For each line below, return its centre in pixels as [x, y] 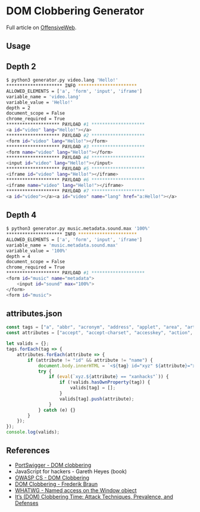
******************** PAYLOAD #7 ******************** [76, 191]
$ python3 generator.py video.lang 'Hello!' [62, 80]
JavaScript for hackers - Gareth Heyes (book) [71, 471]
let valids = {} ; [28, 344]
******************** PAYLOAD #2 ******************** [76, 135]
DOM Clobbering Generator [75, 11]
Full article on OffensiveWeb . [41, 27]
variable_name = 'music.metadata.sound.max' [62, 245]
